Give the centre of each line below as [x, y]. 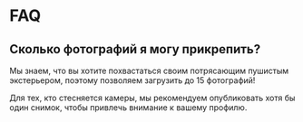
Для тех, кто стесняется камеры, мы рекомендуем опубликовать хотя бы [152, 98]
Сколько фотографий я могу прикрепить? [135, 49]
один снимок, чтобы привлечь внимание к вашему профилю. [128, 108]
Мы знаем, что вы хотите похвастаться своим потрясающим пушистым [149, 70]
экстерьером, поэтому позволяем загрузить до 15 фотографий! [132, 80]
